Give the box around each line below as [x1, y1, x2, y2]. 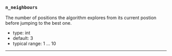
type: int [12, 30, 31, 36]
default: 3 [12, 35, 33, 41]
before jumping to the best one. [5, 20, 72, 26]
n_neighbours [5, 5, 38, 10]
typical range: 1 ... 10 [12, 40, 56, 47]
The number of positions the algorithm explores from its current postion [5, 15, 157, 21]
